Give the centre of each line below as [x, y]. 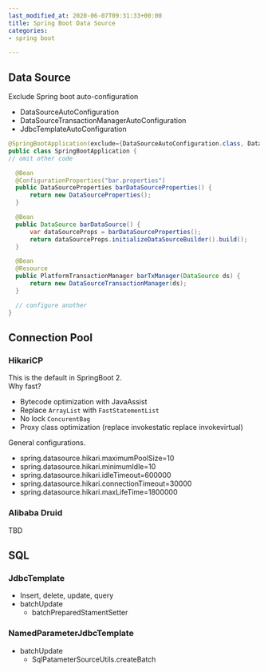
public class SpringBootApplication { [73, 151]
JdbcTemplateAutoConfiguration [73, 129]
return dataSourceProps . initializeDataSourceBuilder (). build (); [138, 239]
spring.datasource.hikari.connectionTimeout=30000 [106, 483]
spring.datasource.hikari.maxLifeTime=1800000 [99, 492]
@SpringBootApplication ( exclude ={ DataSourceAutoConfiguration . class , [126, 144]
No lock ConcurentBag [55, 419]
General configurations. [47, 443]
